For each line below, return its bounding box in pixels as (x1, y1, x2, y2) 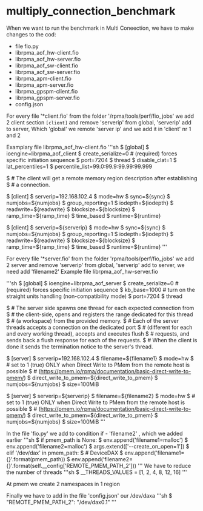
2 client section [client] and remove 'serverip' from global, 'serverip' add (6, 118, 192, 126)
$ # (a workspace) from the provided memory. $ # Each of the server (6, 317, 179, 324)
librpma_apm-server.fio (15, 81, 74, 89)
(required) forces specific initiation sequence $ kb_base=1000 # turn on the (6, 286, 195, 293)
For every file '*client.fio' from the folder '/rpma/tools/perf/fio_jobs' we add (6, 112, 194, 120)
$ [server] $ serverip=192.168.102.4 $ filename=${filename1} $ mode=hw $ (6, 354, 194, 362)
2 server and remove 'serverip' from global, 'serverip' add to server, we (6, 261, 185, 268)
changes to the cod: (6, 30, 56, 38)
